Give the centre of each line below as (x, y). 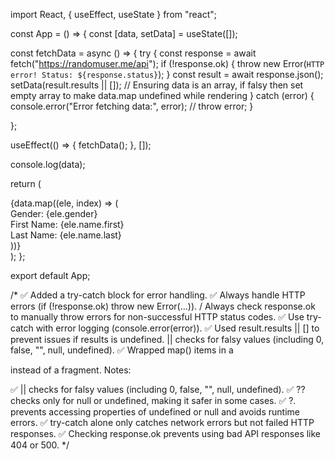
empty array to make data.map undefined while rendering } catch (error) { (162, 95)
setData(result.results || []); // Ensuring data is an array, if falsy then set (157, 85)
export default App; (50, 275)
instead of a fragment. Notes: (71, 370)
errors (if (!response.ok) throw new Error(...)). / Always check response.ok (163, 306)
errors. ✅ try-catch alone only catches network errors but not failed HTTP (162, 422)
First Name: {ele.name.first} (67, 224)
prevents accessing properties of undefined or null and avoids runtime (155, 412)
